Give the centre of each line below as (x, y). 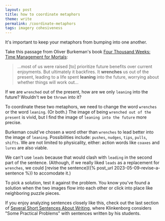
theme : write (18, 19)
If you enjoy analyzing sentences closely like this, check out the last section (82, 203)
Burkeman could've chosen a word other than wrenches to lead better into (79, 132)
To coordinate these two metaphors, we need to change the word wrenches (81, 107)
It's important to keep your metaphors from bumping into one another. (76, 42)
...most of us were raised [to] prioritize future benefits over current (85, 67)
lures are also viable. (27, 148)
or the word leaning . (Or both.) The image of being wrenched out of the (78, 112)
